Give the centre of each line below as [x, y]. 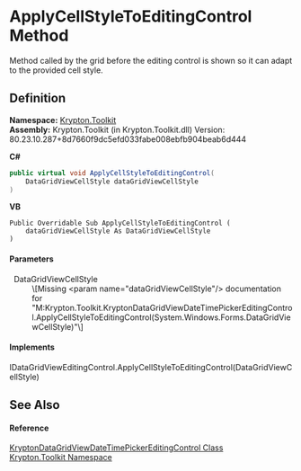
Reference [29, 428]
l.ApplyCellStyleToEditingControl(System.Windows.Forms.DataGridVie [161, 317]
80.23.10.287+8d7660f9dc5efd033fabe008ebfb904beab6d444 [128, 139]
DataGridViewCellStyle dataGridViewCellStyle [112, 182]
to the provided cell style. [56, 70]
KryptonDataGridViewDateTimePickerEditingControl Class [116, 448]
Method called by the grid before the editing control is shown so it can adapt [151, 60]
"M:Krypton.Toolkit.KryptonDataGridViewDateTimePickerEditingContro [162, 307]
